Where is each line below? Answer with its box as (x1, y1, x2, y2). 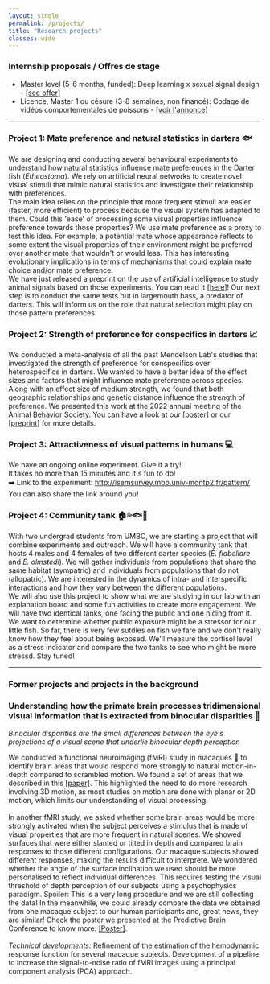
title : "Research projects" (8, 27, 103, 35)
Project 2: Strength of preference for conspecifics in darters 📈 (8, 328, 259, 340)
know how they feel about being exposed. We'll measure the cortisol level (8, 633, 252, 644)
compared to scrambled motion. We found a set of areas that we (29, 769, 243, 779)
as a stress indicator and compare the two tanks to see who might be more (8, 642, 256, 652)
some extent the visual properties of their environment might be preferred (8, 239, 253, 249)
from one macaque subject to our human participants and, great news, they (8, 906, 259, 916)
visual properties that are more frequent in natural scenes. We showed (8, 830, 242, 839)
